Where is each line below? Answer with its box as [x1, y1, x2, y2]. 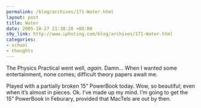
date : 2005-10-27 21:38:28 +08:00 [6, 25, 93, 32]
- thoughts [6, 48, 34, 54]
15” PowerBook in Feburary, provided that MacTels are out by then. [6, 95, 172, 102]
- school [6, 43, 28, 49]
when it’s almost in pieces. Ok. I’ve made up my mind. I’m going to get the [6, 88, 188, 96]
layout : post [6, 14, 39, 20]
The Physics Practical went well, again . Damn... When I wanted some [6, 64, 178, 71]
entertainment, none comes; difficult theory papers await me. [6, 70, 158, 78]
